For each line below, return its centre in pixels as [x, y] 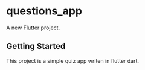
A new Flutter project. [33, 28]
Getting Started [36, 46]
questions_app [44, 11]
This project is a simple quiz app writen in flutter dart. [73, 60]
